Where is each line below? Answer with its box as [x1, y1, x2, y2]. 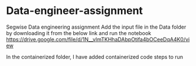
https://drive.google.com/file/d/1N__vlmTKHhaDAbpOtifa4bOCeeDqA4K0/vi [6, 36, 190, 43]
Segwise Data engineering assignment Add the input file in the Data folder [6, 23, 187, 30]
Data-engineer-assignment [6, 4, 143, 18]
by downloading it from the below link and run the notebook [6, 29, 152, 36]
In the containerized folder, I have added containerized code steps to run [6, 53, 184, 60]
